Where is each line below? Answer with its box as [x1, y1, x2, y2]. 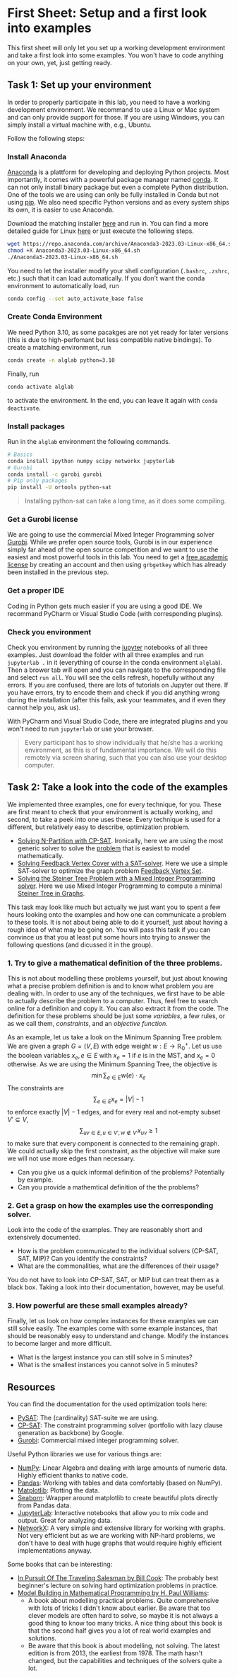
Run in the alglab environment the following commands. [7, 437, 171, 445]
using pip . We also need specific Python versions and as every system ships [7, 198, 230, 207]
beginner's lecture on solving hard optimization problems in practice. [17, 1581, 219, 1590]
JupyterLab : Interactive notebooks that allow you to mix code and [17, 1509, 209, 1517]
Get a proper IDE [7, 586, 65, 595]
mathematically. [17, 851, 64, 860]
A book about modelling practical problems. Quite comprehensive [28, 1597, 219, 1605]
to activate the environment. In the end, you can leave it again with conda [7, 396, 218, 404]
